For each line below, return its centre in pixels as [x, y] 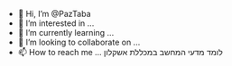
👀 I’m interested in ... [56, 23]
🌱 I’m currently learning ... [66, 33]
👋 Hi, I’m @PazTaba [55, 14]
